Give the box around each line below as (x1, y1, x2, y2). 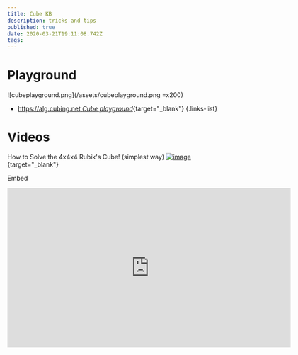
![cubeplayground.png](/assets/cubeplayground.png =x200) (7, 91, 184, 99)
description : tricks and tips (7, 17, 97, 24)
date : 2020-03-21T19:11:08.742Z (7, 30, 103, 38)
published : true (7, 23, 55, 30)
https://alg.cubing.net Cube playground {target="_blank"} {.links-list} (17, 104, 218, 113)
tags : (7, 37, 23, 44)
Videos (7, 129, 50, 145)
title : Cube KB (7, 10, 52, 18)
